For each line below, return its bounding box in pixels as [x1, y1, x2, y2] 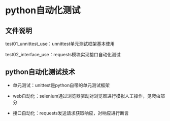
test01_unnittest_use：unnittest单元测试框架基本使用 [5, 41, 115, 47]
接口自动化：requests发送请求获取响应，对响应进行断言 [12, 110, 129, 116]
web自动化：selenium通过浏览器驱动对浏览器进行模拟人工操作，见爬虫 [12, 93, 161, 99]
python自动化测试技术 [5, 68, 75, 76]
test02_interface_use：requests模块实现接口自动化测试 [5, 52, 121, 57]
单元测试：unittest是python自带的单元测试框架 [12, 82, 110, 88]
